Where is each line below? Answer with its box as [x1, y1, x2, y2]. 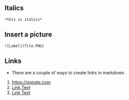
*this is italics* [4, 17, 42, 22]
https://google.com [11, 79, 51, 85]
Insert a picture [4, 31, 52, 39]
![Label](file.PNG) [4, 43, 45, 48]
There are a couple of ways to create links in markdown [11, 70, 125, 76]
